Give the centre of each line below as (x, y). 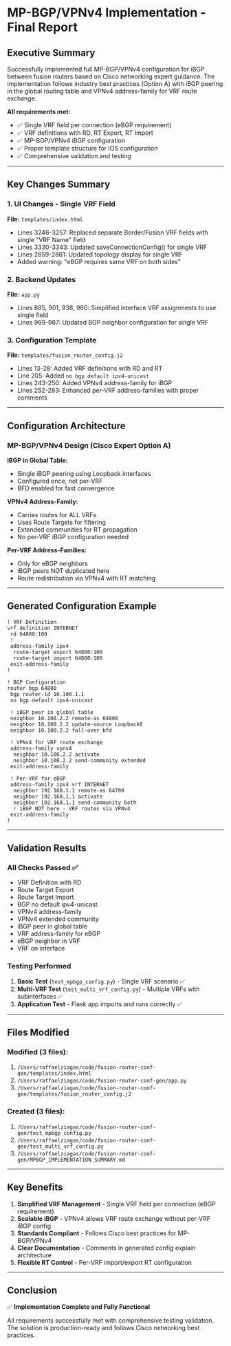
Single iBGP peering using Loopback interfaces (84, 473)
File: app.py (23, 294)
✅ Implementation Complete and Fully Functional (78, 1307)
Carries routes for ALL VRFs (57, 514)
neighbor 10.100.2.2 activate (56, 755)
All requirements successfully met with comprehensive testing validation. (111, 1321)
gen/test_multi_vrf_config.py (60, 1147)
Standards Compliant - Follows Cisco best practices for (97, 1233)
